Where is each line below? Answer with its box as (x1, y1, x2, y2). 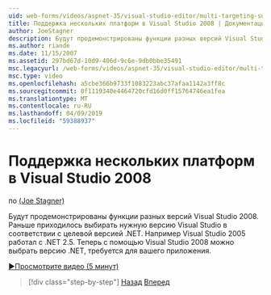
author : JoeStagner (8, 27, 74, 35)
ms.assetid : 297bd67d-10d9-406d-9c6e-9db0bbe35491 (8, 57, 182, 65)
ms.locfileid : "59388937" (8, 117, 95, 125)
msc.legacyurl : (8, 65, 60, 73)
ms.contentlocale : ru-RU (8, 102, 92, 110)
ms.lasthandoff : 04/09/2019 (8, 110, 103, 118)
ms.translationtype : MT (8, 95, 89, 103)
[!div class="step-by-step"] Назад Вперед (27, 276, 170, 287)
